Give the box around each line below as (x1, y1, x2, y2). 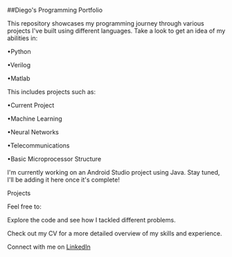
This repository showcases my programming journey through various (7, 19, 204, 27)
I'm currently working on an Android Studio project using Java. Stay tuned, (7, 168, 220, 176)
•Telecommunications (7, 141, 70, 150)
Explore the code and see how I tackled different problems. (7, 216, 176, 224)
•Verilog (7, 61, 31, 69)
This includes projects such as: (7, 88, 96, 96)
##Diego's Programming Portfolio (7, 6, 102, 14)
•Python (7, 48, 31, 55)
